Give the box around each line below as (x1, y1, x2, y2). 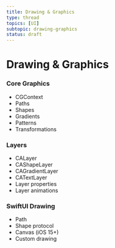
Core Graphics (6, 80, 50, 88)
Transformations (15, 125, 57, 133)
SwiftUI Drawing (6, 202, 55, 210)
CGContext (15, 93, 44, 100)
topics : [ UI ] (6, 20, 40, 26)
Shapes (15, 106, 35, 113)
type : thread (6, 15, 40, 21)
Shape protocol (15, 222, 54, 230)
